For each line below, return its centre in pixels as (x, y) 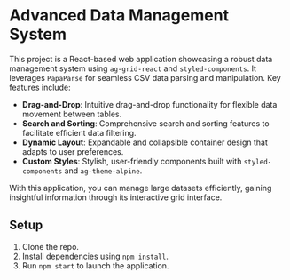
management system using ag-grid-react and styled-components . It (133, 68)
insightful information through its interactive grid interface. (116, 197)
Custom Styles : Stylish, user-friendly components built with (132, 161)
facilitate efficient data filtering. (79, 132)
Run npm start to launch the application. (95, 265)
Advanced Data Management (119, 16)
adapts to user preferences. (73, 151)
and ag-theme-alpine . (103, 171)
